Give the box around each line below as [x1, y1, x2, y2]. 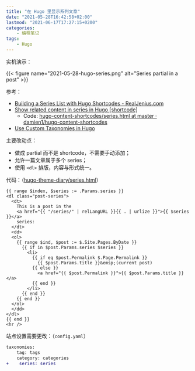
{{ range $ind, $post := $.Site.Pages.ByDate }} [16, 239, 137, 245]
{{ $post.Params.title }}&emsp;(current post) [37, 260, 153, 266]
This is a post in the [16, 203, 72, 209]
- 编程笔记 [16, 30, 40, 36]
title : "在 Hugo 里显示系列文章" [6, 8, 81, 15]
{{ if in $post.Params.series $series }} [21, 244, 124, 250]
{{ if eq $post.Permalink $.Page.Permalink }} [32, 254, 148, 261]
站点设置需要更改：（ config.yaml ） [6, 332, 89, 339]
